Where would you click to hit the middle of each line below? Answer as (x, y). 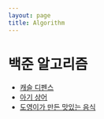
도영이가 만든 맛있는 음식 (58, 107)
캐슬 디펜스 (37, 87)
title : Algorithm (37, 23)
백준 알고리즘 (48, 64)
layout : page (30, 15)
